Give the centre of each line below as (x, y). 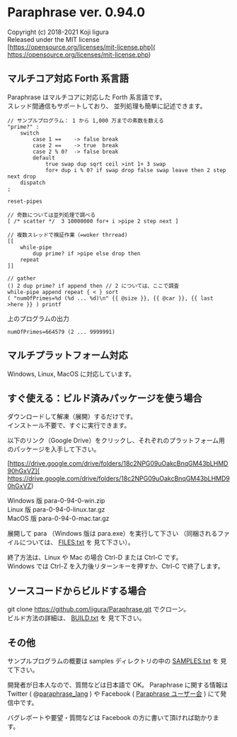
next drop (22, 176)
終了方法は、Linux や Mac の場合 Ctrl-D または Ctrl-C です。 (95, 558)
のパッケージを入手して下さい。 (54, 449)
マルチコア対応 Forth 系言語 (68, 79)
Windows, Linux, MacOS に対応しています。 (71, 373)
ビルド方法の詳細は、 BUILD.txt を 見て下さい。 (76, 618)
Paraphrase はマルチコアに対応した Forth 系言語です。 (87, 97)
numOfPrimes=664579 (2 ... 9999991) (61, 332)
